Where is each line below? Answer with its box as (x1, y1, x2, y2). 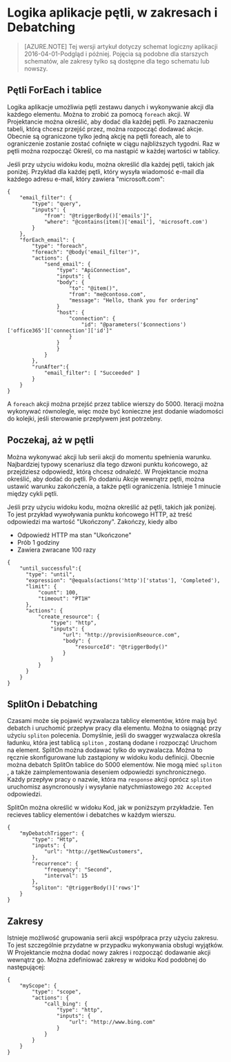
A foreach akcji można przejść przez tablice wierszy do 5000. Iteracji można (7, 399, 224, 408)
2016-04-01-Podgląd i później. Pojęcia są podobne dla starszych (23, 50, 209, 58)
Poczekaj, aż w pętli (7, 434, 94, 446)
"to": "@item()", (68, 284, 119, 291)
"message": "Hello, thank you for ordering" (68, 297, 199, 304)
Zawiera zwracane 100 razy (17, 546, 97, 554)
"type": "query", (32, 200, 81, 207)
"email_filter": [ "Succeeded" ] (43, 369, 140, 376)
